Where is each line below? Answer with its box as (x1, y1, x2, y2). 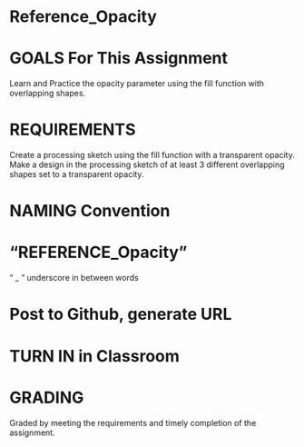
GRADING (9, 387, 84, 408)
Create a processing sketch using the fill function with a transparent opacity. (9, 150, 295, 161)
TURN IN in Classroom (9, 345, 180, 366)
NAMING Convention (9, 201, 171, 222)
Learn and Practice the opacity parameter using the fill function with (9, 78, 265, 89)
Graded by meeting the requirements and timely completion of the (9, 417, 257, 428)
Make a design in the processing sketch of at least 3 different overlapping (9, 159, 285, 170)
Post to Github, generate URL (9, 304, 232, 324)
